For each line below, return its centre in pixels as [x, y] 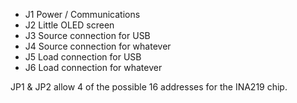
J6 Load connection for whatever [93, 67]
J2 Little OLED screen [69, 25]
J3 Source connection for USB [87, 35]
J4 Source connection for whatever [98, 46]
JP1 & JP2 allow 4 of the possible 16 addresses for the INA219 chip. [149, 87]
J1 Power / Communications [82, 14]
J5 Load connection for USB [83, 57]
